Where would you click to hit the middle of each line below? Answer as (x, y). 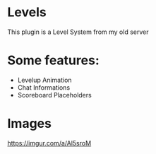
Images (29, 124)
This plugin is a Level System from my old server (78, 32)
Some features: (54, 60)
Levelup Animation (44, 80)
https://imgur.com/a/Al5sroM (49, 143)
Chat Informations (44, 87)
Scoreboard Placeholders (54, 95)
